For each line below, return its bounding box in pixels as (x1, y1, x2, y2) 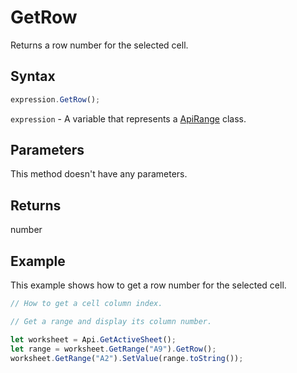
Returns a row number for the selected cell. (10, 39, 189, 51)
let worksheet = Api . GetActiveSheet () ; (10, 334, 177, 345)
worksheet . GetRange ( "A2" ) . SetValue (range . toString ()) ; (10, 353, 244, 363)
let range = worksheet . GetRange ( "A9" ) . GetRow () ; (10, 344, 217, 354)
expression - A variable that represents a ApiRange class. (10, 112, 247, 125)
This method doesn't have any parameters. (10, 168, 188, 180)
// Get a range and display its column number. (10, 316, 213, 326)
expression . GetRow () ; (10, 94, 101, 105)
